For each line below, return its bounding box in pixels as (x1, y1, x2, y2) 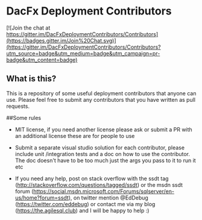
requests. (6, 102, 30, 110)
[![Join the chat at (6, 24, 51, 31)
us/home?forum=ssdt (14, 194, 69, 201)
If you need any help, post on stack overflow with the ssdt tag (14, 175, 169, 182)
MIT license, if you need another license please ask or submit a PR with (14, 125, 193, 133)
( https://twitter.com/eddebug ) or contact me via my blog (14, 200, 156, 207)
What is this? (6, 74, 57, 84)
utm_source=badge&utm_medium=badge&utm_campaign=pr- (6, 49, 160, 57)
